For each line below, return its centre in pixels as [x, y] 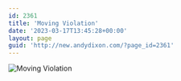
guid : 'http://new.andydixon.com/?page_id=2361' [91, 46]
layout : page [30, 38]
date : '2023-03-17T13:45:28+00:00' [68, 30]
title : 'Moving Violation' [53, 23]
